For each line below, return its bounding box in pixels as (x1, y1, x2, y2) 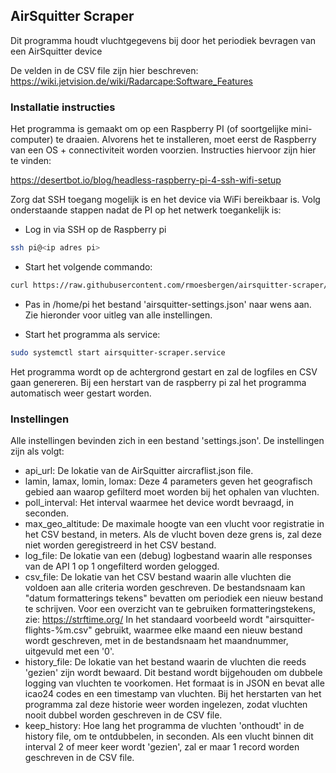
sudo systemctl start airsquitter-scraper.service (10, 347, 226, 358)
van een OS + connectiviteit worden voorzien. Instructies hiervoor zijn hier (10, 144, 317, 156)
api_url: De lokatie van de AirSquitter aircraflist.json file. (24, 465, 254, 477)
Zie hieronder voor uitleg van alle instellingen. (24, 309, 213, 321)
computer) (10, 134, 54, 146)
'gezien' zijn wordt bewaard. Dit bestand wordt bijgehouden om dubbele (24, 667, 323, 679)
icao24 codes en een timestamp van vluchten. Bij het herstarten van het (24, 688, 322, 700)
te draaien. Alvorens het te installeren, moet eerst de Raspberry (55, 134, 317, 146)
